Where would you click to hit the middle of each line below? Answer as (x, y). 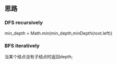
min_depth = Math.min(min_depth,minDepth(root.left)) (58, 33)
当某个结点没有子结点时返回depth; (39, 56)
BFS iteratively (22, 46)
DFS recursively (24, 23)
